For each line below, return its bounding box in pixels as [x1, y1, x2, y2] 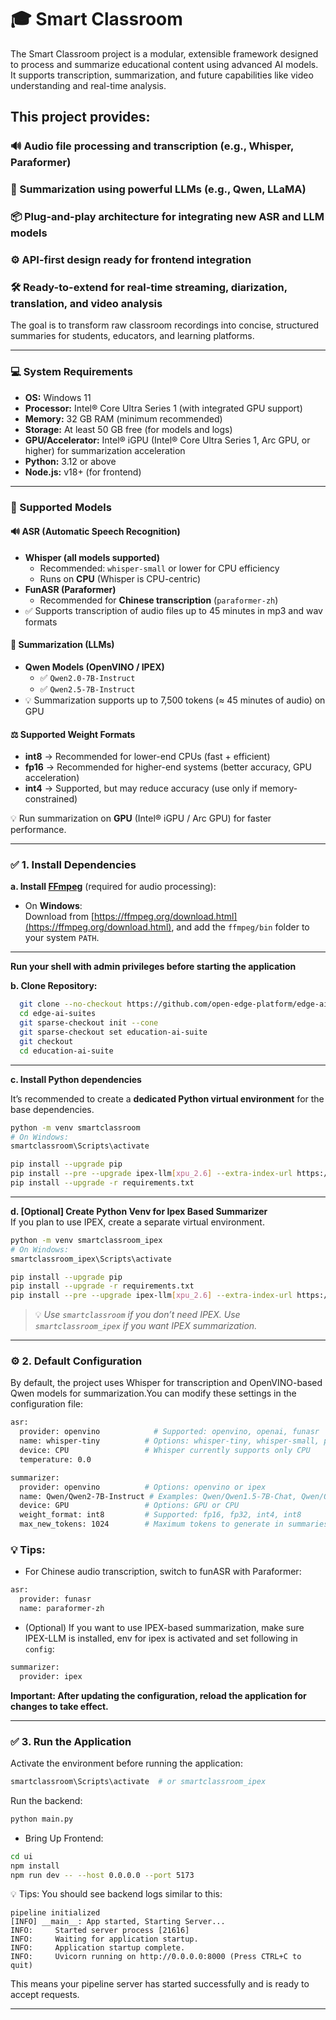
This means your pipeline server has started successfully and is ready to [10, 1978, 310, 1990]
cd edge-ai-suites [19, 1009, 97, 1019]
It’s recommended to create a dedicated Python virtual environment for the [10, 1092, 325, 1105]
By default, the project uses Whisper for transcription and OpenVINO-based [10, 1377, 323, 1389]
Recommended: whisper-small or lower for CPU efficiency [39, 562, 280, 574]
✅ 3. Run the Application [10, 1734, 132, 1748]
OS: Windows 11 [24, 391, 92, 403]
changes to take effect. [10, 1700, 109, 1712]
